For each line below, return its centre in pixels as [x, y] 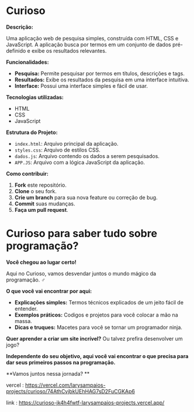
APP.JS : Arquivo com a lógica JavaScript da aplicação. [79, 162]
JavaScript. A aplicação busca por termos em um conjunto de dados [89, 44]
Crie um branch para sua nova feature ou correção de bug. [86, 197]
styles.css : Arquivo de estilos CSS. [57, 150]
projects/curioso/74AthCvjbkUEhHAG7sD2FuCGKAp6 [71, 391]
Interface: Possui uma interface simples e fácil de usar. [81, 85]
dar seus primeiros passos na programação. [61, 362]
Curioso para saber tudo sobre [82, 234]
